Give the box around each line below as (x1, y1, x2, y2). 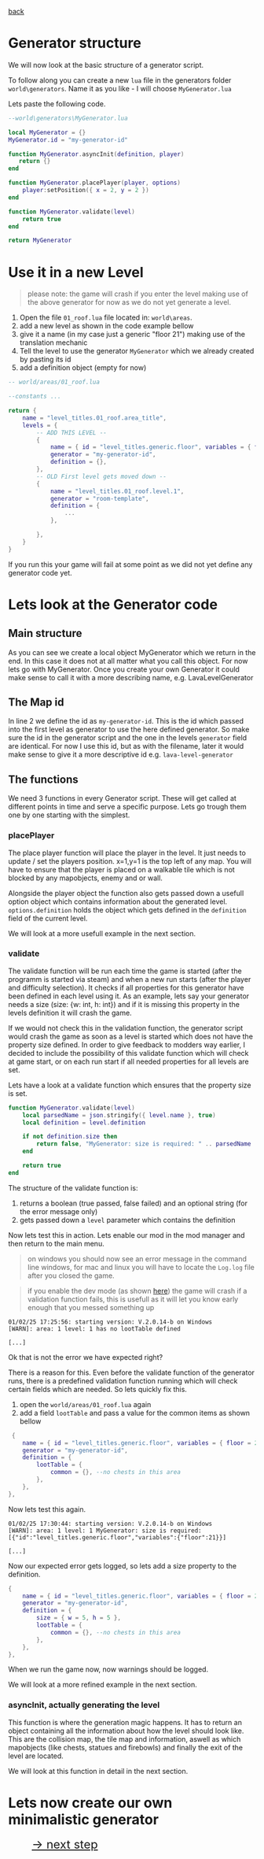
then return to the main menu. (8, 1239, 104, 1248)
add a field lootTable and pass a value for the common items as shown (19, 1408, 250, 1417)
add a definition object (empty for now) (19, 363, 147, 372)
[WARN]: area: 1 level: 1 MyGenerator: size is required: (8, 1527, 202, 1535)
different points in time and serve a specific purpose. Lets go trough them (8, 802, 247, 812)
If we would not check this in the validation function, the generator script (8, 1023, 244, 1032)
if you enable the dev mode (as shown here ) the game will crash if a (27, 1286, 247, 1295)
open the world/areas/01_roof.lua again (19, 1399, 152, 1409)
